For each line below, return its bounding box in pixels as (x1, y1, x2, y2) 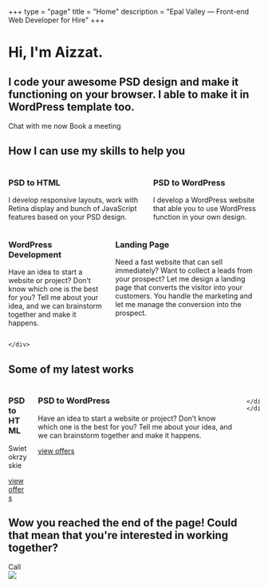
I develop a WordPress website (152, 195, 255, 205)
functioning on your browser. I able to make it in (8, 87, 250, 101)
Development (8, 250, 62, 261)
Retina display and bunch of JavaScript (8, 204, 137, 214)
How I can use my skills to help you (8, 144, 186, 158)
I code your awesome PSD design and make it (8, 75, 239, 89)
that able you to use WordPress (152, 204, 257, 214)
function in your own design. (152, 212, 247, 222)
